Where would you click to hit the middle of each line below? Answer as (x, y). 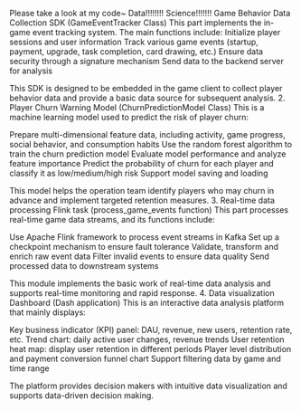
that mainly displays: (47, 312)
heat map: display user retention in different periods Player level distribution (150, 349)
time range (29, 368)
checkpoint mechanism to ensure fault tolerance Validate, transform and (144, 247)
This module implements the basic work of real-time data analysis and (140, 283)
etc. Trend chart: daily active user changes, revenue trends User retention (147, 339)
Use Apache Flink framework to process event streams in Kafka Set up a (145, 237)
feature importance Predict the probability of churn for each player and (141, 163)
